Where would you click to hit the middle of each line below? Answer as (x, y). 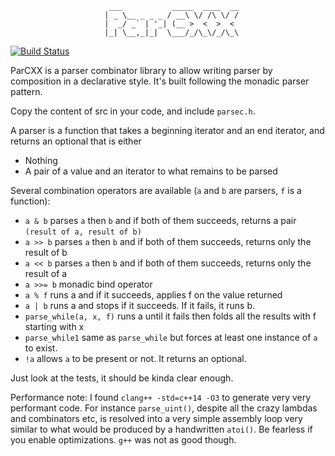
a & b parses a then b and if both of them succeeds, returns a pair (160, 220)
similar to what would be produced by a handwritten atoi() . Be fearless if (161, 429)
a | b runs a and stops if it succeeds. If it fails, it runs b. (139, 305)
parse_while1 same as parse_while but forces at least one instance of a (171, 337)
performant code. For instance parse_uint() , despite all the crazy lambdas (164, 408)
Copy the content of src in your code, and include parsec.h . (133, 111)
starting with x (54, 326)
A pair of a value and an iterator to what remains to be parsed (151, 171)
